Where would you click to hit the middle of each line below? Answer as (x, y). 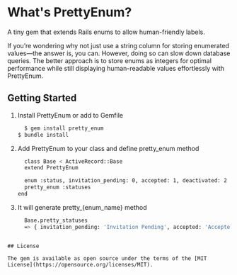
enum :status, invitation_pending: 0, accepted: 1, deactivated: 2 (126, 181)
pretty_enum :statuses (58, 187)
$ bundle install (43, 135)
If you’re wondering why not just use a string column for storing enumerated (118, 45)
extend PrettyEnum (51, 168)
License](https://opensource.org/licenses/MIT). (80, 264)
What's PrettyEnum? (70, 12)
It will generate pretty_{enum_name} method (82, 207)
